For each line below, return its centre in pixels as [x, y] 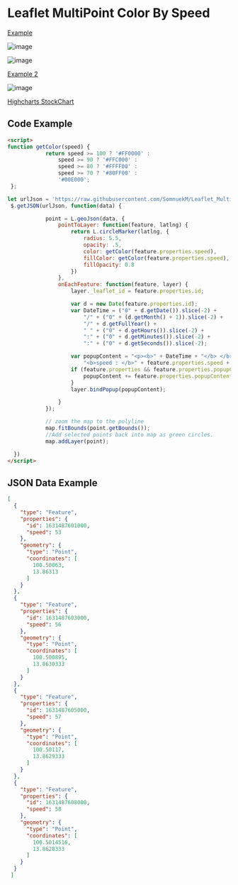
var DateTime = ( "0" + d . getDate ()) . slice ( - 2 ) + [144, 310]
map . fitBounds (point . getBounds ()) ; [98, 428]
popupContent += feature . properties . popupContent [158, 376]
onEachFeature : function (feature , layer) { [123, 285]
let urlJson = [28, 199]
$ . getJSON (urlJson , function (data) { [66, 206]
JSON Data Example [52, 483]
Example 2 [23, 74]
